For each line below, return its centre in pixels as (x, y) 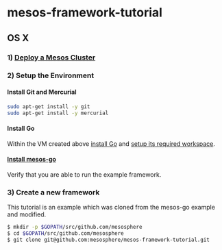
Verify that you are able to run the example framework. (84, 174)
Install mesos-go (32, 160)
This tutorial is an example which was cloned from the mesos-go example (111, 208)
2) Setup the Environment (51, 75)
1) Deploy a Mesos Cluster (51, 58)
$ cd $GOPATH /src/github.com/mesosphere (66, 233)
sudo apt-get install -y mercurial (58, 113)
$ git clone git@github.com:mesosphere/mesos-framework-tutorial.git (109, 240)
